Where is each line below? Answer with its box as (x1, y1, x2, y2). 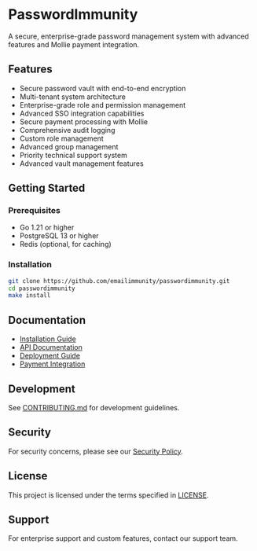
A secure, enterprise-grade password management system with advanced (8, 31, 249, 41)
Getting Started (8, 182, 86, 195)
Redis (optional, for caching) (19, 240, 112, 249)
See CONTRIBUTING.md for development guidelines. (8, 402, 180, 412)
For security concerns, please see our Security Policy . (8, 446, 183, 456)
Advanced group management (19, 141, 119, 151)
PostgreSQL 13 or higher (19, 231, 100, 241)
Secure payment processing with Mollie (19, 116, 148, 127)
